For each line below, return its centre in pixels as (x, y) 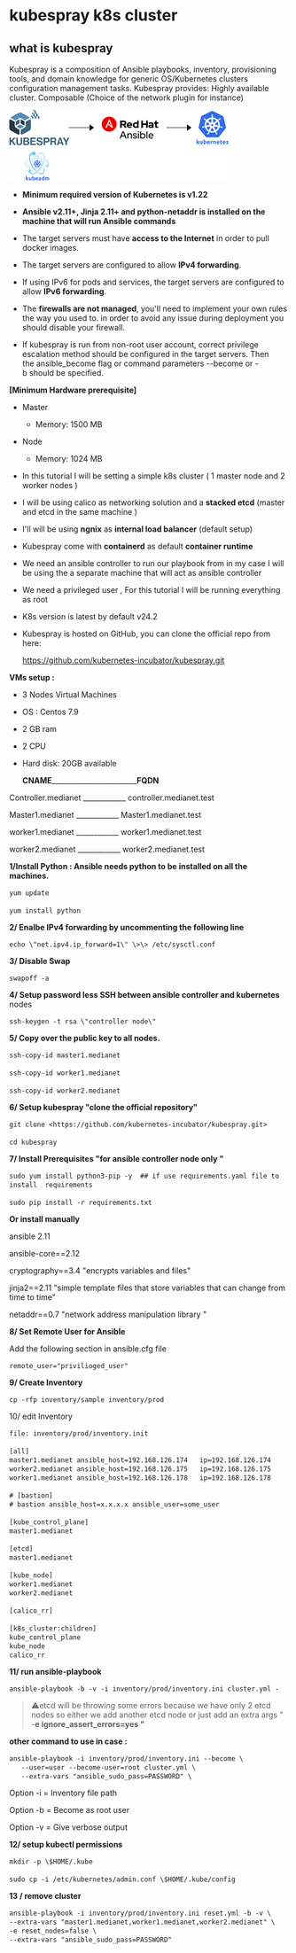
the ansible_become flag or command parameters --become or (137, 363)
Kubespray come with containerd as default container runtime (137, 546)
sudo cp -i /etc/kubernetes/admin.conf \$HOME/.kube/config (123, 1879)
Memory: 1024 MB (69, 459)
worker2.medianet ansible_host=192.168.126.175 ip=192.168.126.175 (140, 1469)
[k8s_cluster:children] (53, 1629)
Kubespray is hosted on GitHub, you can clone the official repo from (146, 634)
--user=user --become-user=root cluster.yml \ (109, 1768)
